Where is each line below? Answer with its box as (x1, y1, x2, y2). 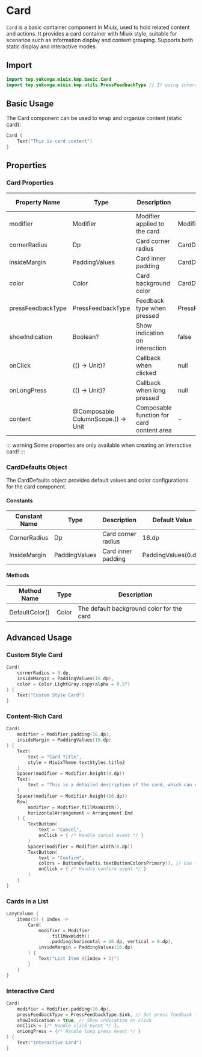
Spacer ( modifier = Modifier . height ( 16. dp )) (17, 793, 128, 799)
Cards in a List (6, 897, 49, 905)
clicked (136, 368, 156, 377)
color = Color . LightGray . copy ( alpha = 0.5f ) (17, 681, 130, 687)
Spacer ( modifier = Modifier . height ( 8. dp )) (17, 771, 125, 777)
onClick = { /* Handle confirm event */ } (38, 866, 147, 872)
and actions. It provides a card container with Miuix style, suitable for (6, 30, 177, 37)
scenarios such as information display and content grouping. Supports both (6, 36, 194, 43)
